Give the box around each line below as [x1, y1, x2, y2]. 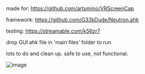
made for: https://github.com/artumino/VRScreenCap [6, 5, 134, 12]
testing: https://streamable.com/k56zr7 [6, 27, 101, 34]
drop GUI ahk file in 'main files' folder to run [6, 39, 112, 45]
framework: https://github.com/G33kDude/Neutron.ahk [6, 16, 139, 23]
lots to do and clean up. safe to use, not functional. [6, 50, 129, 57]
